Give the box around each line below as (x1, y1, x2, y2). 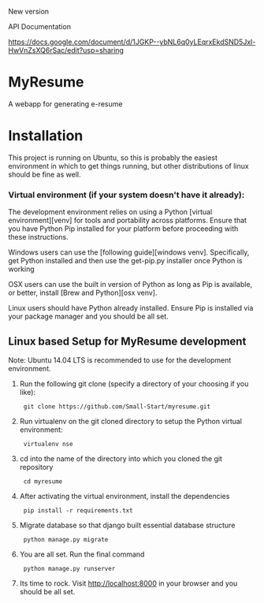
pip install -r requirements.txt (23, 506, 133, 515)
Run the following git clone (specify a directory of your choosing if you (19, 378, 249, 389)
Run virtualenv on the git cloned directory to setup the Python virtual (19, 416, 243, 426)
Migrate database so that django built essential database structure (19, 520, 236, 530)
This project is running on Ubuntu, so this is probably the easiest (8, 153, 218, 162)
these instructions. (8, 233, 69, 242)
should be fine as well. (8, 169, 81, 179)
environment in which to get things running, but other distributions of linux (8, 161, 250, 170)
